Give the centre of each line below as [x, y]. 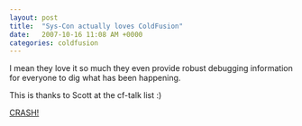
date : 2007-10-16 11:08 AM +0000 [76, 34]
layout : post [34, 18]
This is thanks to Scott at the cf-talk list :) [86, 95]
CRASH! [24, 112]
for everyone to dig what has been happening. [95, 78]
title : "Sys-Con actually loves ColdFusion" [96, 26]
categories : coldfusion [54, 43]
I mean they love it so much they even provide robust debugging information [151, 68]
